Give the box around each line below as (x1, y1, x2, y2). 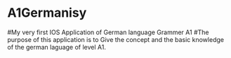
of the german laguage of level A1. (7, 43, 107, 51)
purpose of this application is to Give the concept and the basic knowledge (7, 35, 225, 43)
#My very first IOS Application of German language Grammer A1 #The (7, 28, 209, 36)
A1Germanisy (7, 5, 87, 21)
